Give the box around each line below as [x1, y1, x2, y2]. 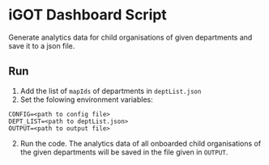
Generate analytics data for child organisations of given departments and [8, 32, 253, 42]
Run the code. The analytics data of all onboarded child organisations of [19, 138, 262, 148]
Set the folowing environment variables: [19, 95, 154, 104]
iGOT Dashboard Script [8, 6, 168, 24]
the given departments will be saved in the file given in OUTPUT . [19, 147, 228, 157]
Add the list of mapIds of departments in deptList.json [19, 86, 202, 95]
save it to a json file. [8, 40, 75, 50]
